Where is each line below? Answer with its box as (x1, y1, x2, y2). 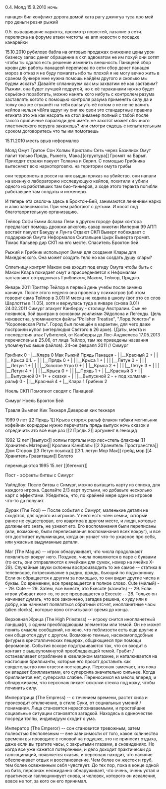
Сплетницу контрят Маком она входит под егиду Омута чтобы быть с (5, 264, 153, 270)
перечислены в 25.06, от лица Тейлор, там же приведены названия (5, 337, 149, 343)
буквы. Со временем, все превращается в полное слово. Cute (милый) (5, 580, 157, 586)
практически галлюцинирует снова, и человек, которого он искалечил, (5, 773, 157, 779)
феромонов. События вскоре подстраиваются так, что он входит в (5, 643, 147, 648)
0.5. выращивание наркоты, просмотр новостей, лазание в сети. (5, 29, 143, 34)
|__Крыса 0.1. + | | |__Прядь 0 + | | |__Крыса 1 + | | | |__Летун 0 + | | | (5, 357, 147, 363)
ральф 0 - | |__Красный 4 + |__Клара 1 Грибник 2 (5, 379, 108, 384)
